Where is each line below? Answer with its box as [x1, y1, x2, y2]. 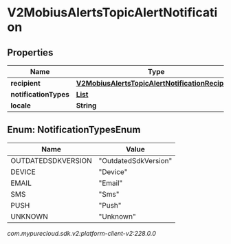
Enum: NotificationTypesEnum [7, 124, 141, 136]
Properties [7, 47, 54, 58]
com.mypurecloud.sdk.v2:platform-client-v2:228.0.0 [7, 229, 157, 237]
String [76, 101, 97, 110]
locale [10, 101, 31, 110]
